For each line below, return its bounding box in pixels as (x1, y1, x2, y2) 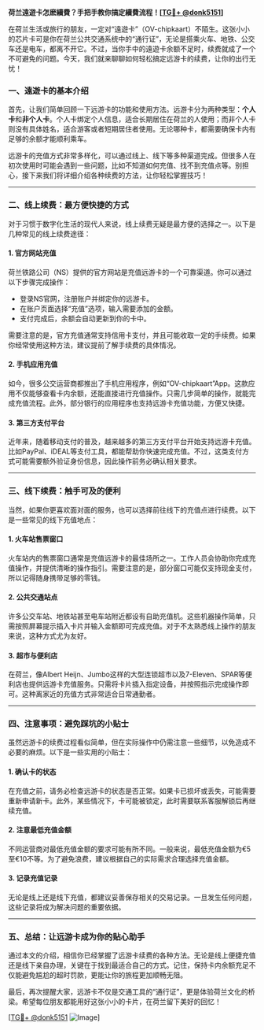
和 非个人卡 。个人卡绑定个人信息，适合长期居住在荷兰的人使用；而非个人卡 (15, 114, 256, 124)
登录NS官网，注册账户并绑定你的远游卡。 (19, 294, 154, 303)
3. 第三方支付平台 (8, 417, 65, 428)
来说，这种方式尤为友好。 (8, 631, 91, 640)
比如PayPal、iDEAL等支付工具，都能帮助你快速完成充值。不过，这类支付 (8, 446, 243, 456)
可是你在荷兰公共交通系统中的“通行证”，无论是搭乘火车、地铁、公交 (35, 35, 255, 43)
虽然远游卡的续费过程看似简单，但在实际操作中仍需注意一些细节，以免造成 (8, 738, 249, 747)
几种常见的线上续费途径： (8, 228, 91, 239)
